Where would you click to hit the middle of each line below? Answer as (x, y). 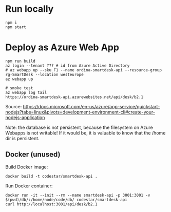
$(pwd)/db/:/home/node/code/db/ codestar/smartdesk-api (66, 200)
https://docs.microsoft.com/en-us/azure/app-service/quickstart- (91, 106)
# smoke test (19, 88)
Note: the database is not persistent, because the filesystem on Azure (79, 127)
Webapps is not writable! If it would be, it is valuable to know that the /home (85, 133)
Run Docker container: (29, 186)
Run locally (30, 9)
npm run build (21, 61)
